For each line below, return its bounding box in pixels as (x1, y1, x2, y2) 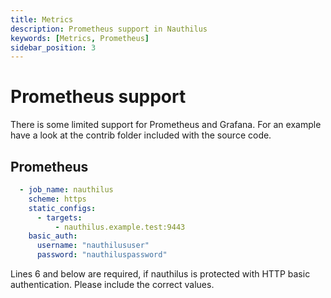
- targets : (36, 212, 83, 223)
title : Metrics (10, 14, 74, 25)
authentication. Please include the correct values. (10, 279, 215, 290)
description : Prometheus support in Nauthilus (10, 24, 208, 34)
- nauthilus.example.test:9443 (54, 222, 186, 232)
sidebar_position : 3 (10, 42, 97, 53)
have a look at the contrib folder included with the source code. (10, 129, 272, 141)
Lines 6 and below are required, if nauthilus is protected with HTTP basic (10, 268, 311, 280)
